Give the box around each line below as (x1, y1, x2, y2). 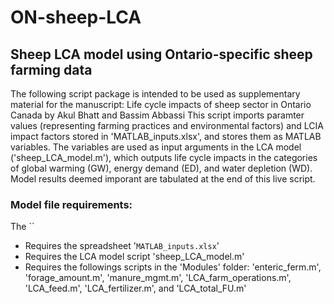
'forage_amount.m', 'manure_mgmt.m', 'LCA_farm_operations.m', (24, 272, 292, 284)
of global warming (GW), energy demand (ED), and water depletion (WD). (10, 162, 313, 174)
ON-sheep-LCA (10, 6, 142, 29)
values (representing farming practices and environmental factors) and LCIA (10, 120, 324, 131)
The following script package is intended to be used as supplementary (10, 88, 301, 100)
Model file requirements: (10, 197, 133, 211)
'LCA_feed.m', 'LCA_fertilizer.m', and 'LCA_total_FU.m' (24, 282, 247, 295)
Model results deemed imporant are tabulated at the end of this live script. (10, 173, 316, 185)
